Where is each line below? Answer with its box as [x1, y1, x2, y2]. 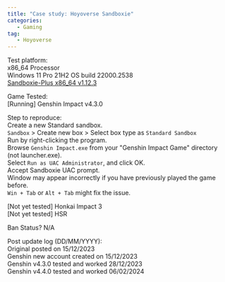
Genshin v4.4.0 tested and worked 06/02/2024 [7, 267, 145, 276]
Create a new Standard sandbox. [7, 121, 103, 129]
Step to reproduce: [7, 114, 62, 122]
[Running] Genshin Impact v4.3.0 [7, 100, 104, 108]
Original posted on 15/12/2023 [7, 245, 95, 253]
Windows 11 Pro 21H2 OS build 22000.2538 [7, 71, 133, 80]
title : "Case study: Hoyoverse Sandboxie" [7, 10, 134, 18]
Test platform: [7, 56, 48, 64]
